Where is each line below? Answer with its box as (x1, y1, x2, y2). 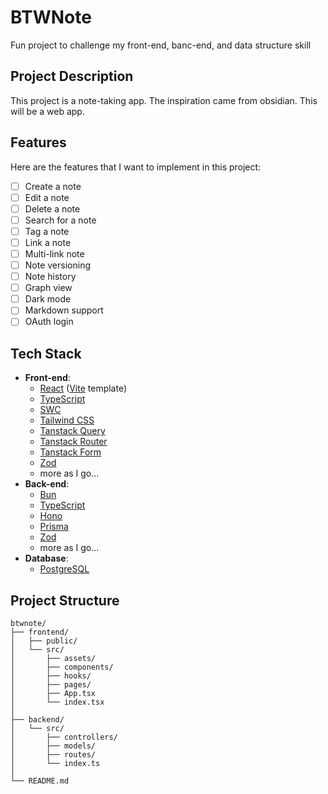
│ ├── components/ (10, 662, 114, 672)
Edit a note (24, 191, 70, 203)
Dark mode (24, 293, 72, 305)
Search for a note (24, 214, 97, 226)
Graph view (24, 282, 73, 294)
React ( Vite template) (39, 382, 128, 395)
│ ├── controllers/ (10, 732, 118, 742)
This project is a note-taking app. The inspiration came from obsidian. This (10, 94, 318, 106)
